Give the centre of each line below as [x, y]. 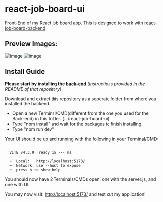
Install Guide [25, 71]
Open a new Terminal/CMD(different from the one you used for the [80, 113]
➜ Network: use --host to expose [45, 165]
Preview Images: [31, 44]
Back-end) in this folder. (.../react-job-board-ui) [61, 118]
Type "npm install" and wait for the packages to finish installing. [77, 124]
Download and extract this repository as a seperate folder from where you [81, 99]
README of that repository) [33, 89]
